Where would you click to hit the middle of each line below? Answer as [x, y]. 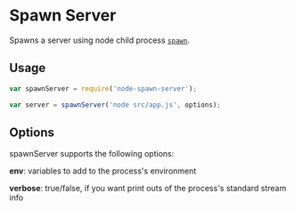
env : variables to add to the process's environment [103, 171]
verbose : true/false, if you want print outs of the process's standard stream [148, 189]
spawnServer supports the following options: [92, 154]
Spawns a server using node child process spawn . [99, 40]
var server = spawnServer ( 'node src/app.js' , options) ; [115, 105]
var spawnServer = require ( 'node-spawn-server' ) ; [103, 89]
